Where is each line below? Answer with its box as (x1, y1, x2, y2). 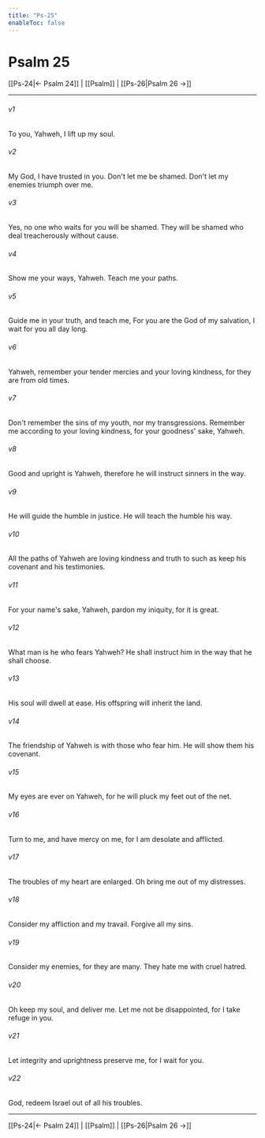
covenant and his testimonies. (8, 562, 106, 572)
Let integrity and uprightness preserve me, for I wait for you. (8, 1055, 204, 1065)
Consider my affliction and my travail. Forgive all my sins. (8, 919, 193, 929)
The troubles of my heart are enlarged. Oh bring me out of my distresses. (8, 877, 246, 886)
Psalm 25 (8, 53, 70, 71)
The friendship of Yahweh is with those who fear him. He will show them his (8, 741, 255, 750)
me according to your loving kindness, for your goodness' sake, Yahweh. (8, 426, 245, 435)
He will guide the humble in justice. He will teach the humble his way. (8, 511, 233, 521)
